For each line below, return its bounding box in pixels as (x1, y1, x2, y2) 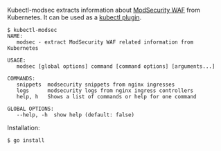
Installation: (7, 124, 40, 132)
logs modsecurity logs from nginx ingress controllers (16, 87, 194, 94)
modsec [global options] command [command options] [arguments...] (16, 63, 215, 70)
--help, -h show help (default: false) (16, 112, 135, 118)
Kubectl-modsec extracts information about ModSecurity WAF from (7, 6, 201, 14)
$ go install (7, 137, 45, 144)
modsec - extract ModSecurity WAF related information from (16, 39, 194, 46)
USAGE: (7, 57, 26, 64)
